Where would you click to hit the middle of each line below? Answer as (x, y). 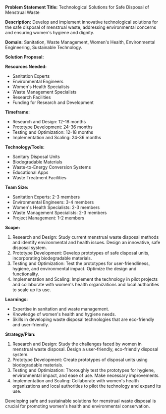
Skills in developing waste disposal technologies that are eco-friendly (83, 319)
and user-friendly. (31, 325)
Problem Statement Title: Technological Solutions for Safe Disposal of (77, 7)
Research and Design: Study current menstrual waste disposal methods (85, 237)
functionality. (26, 274)
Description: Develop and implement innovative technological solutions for (82, 22)
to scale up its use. (31, 290)
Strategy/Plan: (20, 334)
